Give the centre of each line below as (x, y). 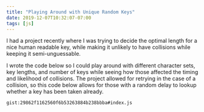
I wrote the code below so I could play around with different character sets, (101, 65)
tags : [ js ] (20, 23)
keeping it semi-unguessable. (44, 54)
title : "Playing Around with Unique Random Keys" (71, 12)
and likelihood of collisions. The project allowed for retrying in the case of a (101, 79)
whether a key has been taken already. (55, 92)
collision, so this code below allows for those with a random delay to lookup (101, 85)
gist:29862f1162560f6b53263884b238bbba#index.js (69, 103)
